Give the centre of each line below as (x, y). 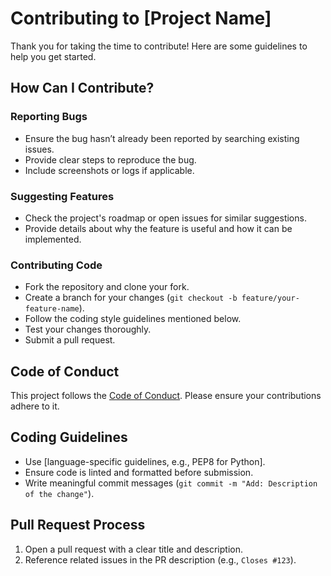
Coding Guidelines (69, 437)
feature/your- (270, 298)
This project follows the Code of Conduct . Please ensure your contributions (166, 396)
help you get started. (53, 56)
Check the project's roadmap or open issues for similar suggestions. (165, 218)
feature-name (52, 309)
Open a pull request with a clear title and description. (133, 549)
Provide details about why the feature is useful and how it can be (158, 228)
